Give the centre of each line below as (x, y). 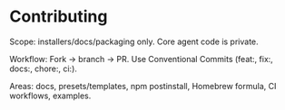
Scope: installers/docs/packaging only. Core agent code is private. (134, 41)
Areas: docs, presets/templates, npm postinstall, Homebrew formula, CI (143, 86)
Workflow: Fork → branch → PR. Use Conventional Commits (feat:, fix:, (142, 59)
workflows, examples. (50, 96)
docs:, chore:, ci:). (43, 69)
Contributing (59, 17)
